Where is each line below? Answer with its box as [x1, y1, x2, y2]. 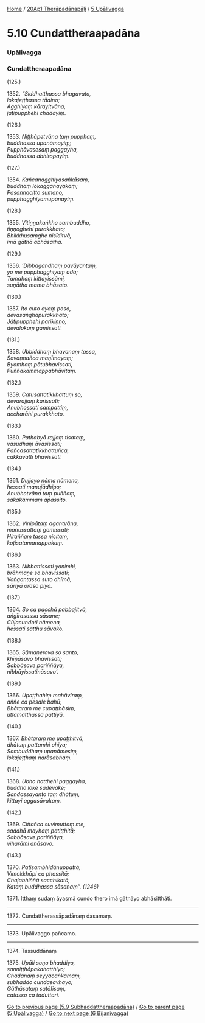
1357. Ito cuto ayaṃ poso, [7, 305, 72, 312]
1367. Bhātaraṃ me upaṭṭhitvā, [7, 735, 84, 742]
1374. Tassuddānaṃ [7, 948, 57, 955]
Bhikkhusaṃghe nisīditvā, [7, 232, 72, 239]
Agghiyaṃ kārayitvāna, [7, 103, 66, 110]
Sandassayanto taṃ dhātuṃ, [7, 791, 80, 798]
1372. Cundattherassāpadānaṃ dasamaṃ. [7, 912, 113, 920]
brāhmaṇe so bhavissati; [7, 569, 69, 577]
